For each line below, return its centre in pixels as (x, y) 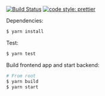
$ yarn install (25, 31)
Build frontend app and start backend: (53, 65)
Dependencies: (25, 20)
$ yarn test (21, 53)
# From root (21, 76)
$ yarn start (22, 87)
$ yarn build (22, 81)
